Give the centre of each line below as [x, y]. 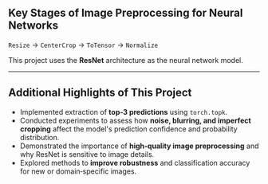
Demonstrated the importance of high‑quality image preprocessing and [139, 146]
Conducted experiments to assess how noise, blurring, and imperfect [135, 120]
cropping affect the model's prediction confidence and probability [128, 129]
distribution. [39, 137]
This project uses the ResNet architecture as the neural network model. [126, 60]
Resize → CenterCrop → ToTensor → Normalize [83, 45]
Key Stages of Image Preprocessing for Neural [126, 13]
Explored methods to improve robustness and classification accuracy [135, 162]
